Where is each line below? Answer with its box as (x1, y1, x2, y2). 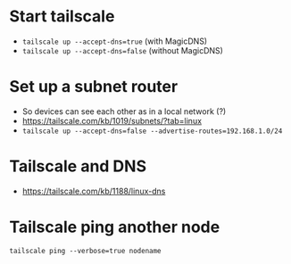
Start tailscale (9, 6, 115, 27)
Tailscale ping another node (9, 217, 220, 237)
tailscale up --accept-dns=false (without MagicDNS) (21, 45, 223, 55)
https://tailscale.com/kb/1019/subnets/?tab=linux (21, 115, 203, 126)
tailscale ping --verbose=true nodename (9, 246, 162, 255)
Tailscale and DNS (9, 156, 147, 177)
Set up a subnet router (9, 77, 179, 97)
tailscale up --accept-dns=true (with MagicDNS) (21, 36, 208, 46)
